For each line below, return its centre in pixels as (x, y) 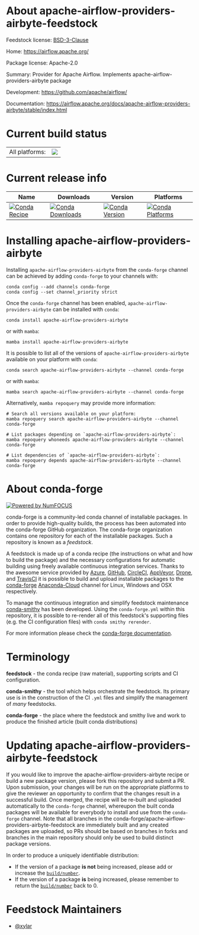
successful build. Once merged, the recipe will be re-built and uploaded (94, 799)
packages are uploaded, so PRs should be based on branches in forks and (97, 831)
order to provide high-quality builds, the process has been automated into (96, 523)
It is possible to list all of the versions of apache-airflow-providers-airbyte (98, 353)
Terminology (38, 657)
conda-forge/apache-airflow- (149, 818)
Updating (30, 745)
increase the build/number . (47, 873)
